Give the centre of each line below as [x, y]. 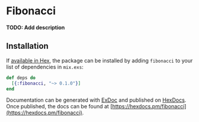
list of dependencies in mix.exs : [45, 67]
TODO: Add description [36, 27]
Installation [27, 46]
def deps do [21, 78]
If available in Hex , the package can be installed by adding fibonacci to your [99, 60]
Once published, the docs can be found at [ [59, 107]
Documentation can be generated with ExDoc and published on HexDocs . [96, 100]
